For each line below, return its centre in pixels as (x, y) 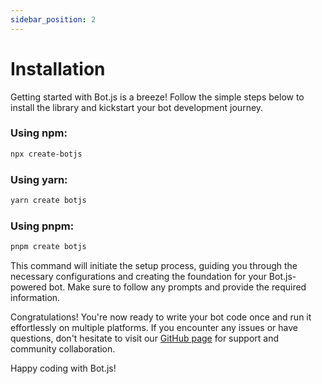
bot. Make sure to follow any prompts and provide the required (177, 287)
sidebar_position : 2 (53, 19)
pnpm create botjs (48, 247)
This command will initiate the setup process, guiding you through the (154, 266)
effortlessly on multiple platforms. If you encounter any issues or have (154, 328)
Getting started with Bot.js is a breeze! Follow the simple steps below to (157, 97)
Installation (58, 68)
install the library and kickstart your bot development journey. (137, 107)
